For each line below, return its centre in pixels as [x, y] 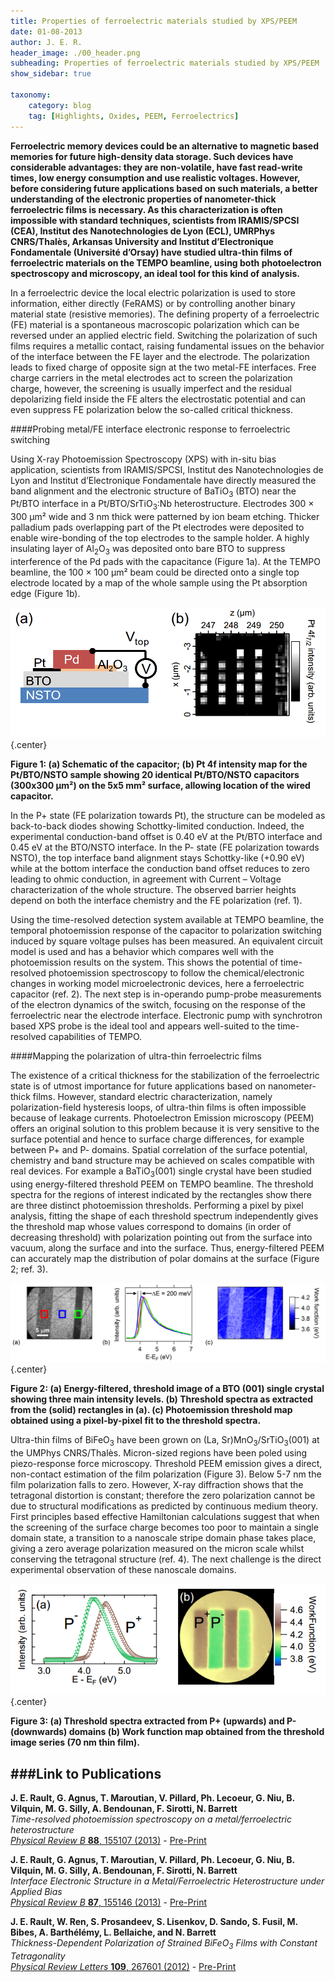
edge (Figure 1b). [45, 593]
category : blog [60, 105]
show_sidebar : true [51, 74]
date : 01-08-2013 [46, 31]
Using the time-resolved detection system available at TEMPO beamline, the [167, 920]
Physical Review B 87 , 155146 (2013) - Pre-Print [109, 1902]
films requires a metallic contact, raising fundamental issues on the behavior [167, 346]
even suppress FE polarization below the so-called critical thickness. [151, 409]
